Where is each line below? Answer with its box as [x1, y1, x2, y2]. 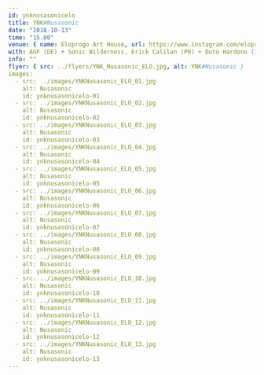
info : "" [8, 56, 37, 64]
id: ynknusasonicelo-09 [22, 267, 101, 275]
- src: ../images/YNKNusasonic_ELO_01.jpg [15, 77, 156, 85]
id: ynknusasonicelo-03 [22, 135, 101, 144]
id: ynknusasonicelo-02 [22, 114, 101, 122]
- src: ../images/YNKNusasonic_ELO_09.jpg [15, 252, 156, 260]
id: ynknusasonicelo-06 [22, 201, 101, 209]
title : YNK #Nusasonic [8, 19, 79, 27]
